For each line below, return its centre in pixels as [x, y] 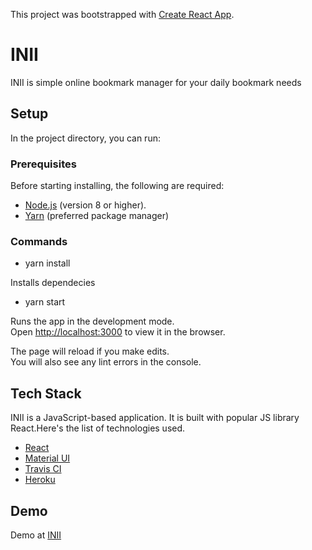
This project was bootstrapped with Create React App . [122, 14]
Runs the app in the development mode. [92, 321]
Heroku [40, 480]
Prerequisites [43, 164]
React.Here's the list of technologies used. [98, 428]
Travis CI [43, 469]
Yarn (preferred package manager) [97, 216]
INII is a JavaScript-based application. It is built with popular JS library [155, 418]
